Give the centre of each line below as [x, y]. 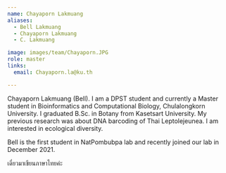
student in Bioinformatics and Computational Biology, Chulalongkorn [106, 105]
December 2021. [31, 149]
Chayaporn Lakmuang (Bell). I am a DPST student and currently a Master [113, 98]
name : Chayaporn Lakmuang [45, 14]
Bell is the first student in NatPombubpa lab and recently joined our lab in [113, 142]
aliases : [20, 20]
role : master [26, 59]
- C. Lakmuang [34, 40]
